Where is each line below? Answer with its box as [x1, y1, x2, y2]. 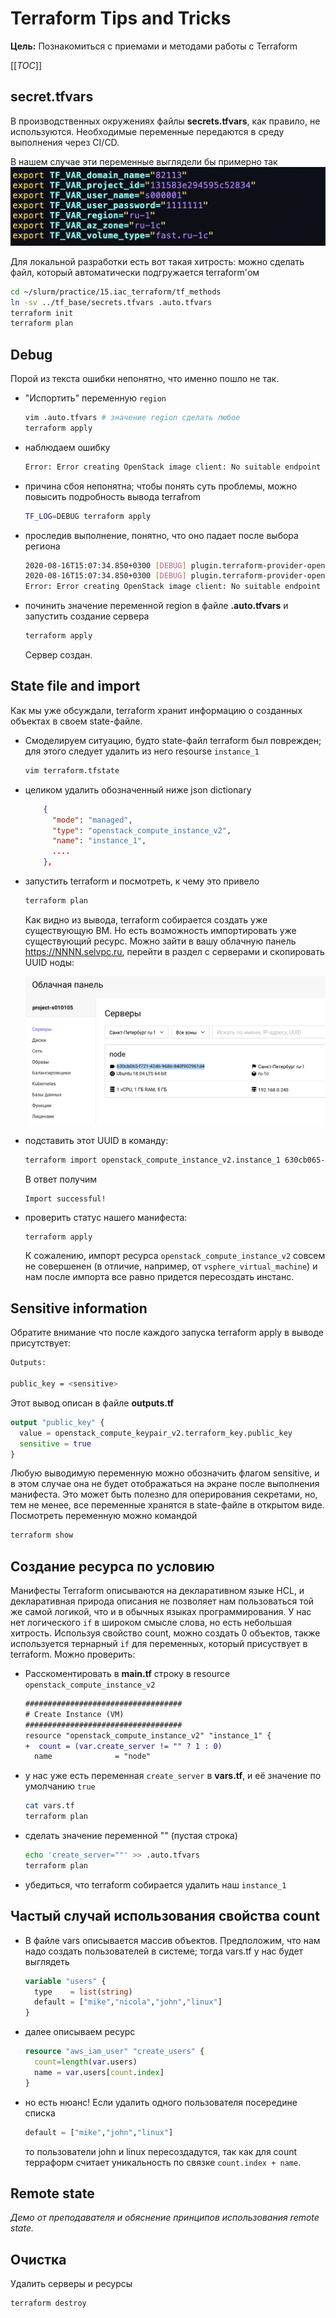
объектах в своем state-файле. [10, 715, 143, 727]
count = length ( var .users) [34, 2057, 138, 2067]
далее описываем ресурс [24, 2026, 136, 2038]
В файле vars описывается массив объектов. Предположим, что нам [24, 1934, 321, 1946]
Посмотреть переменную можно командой [10, 1510, 198, 1522]
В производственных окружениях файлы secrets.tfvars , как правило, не [10, 115, 321, 127]
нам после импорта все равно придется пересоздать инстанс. [24, 1271, 295, 1283]
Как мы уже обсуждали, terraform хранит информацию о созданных [10, 704, 303, 716]
